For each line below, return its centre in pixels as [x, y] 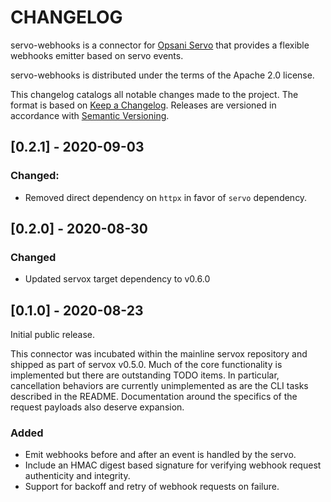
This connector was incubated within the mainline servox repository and [159, 354]
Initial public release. [53, 335]
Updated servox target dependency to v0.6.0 [117, 279]
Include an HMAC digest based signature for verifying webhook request [173, 465]
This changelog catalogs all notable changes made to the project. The [154, 94]
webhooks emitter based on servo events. [97, 55]
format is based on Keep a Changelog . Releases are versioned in [143, 105]
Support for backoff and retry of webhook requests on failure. [152, 487]
